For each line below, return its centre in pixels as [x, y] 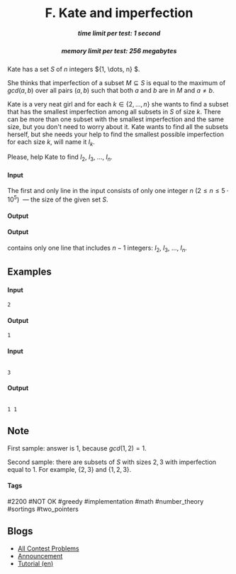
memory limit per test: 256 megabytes [119, 51]
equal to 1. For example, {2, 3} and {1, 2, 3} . [69, 469]
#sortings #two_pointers [43, 509]
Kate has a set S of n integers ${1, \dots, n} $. [74, 69]
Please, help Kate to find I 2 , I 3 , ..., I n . [60, 158]
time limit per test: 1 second [119, 33]
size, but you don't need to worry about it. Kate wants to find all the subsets [118, 126]
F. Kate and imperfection [119, 13]
